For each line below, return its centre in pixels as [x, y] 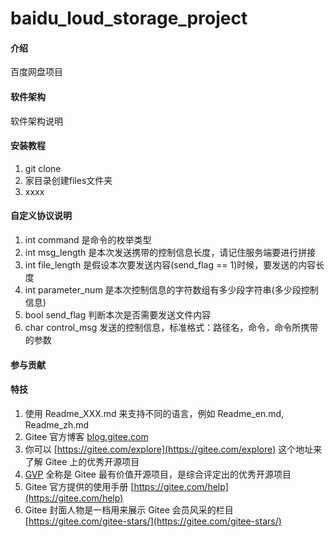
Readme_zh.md [57, 424]
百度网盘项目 [36, 72]
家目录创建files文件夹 [68, 180]
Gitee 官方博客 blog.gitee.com [86, 436]
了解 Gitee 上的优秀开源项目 [82, 461]
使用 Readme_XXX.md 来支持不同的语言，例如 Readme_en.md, [154, 413]
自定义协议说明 [41, 216]
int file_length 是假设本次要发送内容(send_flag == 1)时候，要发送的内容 [170, 265]
